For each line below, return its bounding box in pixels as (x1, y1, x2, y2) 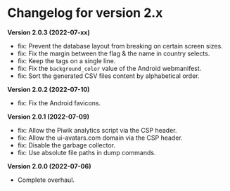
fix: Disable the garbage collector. (17, 140, 116, 149)
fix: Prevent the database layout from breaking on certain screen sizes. (17, 41, 223, 50)
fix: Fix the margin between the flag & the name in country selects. (17, 49, 210, 58)
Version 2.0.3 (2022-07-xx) (7, 28, 90, 37)
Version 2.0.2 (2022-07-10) (7, 85, 90, 93)
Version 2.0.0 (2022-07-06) (7, 162, 91, 170)
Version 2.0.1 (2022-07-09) (7, 112, 90, 121)
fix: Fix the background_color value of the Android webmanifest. (17, 64, 202, 72)
